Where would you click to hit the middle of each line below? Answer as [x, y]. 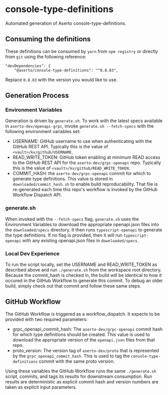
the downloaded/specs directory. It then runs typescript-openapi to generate [84, 230]
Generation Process [37, 96]
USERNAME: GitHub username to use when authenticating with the [82, 141]
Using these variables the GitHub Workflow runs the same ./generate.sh [81, 371]
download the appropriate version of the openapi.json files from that [84, 340]
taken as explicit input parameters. [41, 387]
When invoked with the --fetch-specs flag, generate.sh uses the [72, 219]
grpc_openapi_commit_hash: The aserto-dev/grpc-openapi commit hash [88, 329]
